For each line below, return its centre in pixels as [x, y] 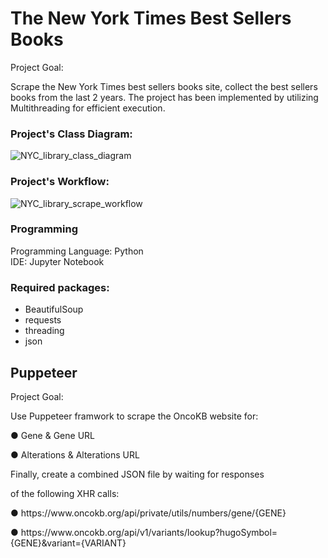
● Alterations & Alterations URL [75, 454]
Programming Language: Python [77, 251]
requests [43, 320]
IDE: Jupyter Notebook [57, 261]
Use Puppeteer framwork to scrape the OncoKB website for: [134, 416]
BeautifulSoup [54, 309]
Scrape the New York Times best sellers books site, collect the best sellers [164, 86]
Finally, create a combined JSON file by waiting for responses [137, 474]
